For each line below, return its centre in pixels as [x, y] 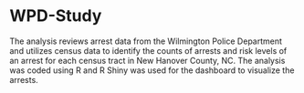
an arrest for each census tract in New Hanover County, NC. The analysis [147, 60]
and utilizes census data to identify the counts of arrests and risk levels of [148, 50]
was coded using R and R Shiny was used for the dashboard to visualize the [152, 70]
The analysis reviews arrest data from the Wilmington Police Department [146, 41]
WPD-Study [56, 16]
